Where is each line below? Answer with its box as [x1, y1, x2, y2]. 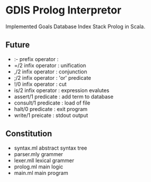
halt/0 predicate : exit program [13, 105, 88, 112]
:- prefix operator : [13, 55, 59, 62]
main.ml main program [13, 169, 68, 176]
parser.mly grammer [13, 150, 63, 157]
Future [5, 40, 30, 50]
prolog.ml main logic [13, 163, 64, 170]
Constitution [5, 129, 52, 139]
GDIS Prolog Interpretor [5, 4, 122, 17]
